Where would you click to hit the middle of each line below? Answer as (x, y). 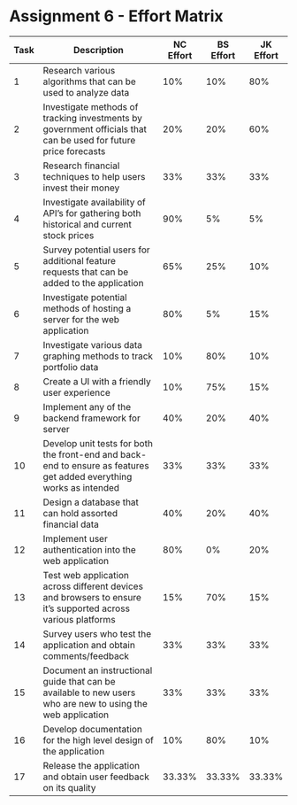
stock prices (69, 235)
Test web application (86, 575)
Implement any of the (87, 406)
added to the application (93, 283)
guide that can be (79, 681)
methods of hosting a (87, 308)
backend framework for (92, 418)
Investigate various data (93, 344)
